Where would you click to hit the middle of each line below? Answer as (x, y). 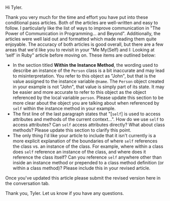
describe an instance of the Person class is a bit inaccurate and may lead (89, 70)
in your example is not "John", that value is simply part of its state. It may (89, 87)
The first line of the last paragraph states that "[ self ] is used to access (87, 114)
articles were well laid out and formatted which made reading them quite (81, 39)
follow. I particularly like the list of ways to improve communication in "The (83, 28)
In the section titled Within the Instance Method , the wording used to (85, 65)
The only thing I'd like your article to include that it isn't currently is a (84, 135)
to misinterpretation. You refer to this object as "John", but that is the (84, 76)
